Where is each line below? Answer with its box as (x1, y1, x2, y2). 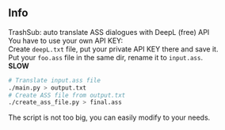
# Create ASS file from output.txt (8, 91, 126, 99)
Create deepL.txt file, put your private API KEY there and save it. (8, 44, 219, 54)
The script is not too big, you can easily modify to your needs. (8, 113, 211, 122)
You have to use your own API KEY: (8, 36, 124, 45)
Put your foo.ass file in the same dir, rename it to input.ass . (8, 52, 204, 62)
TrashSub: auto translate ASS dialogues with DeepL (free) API (8, 27, 210, 36)
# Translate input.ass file (8, 76, 101, 84)
